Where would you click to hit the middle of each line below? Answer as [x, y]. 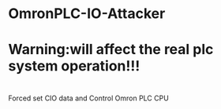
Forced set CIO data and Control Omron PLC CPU [89, 98]
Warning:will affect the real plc [111, 50]
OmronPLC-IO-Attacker [87, 14]
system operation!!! [74, 66]
